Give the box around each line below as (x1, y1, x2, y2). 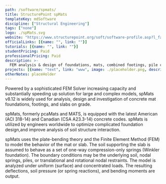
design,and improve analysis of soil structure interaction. (5, 126, 121, 132)
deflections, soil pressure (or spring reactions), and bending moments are (5, 168, 155, 174)
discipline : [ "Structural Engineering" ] (5, 21, 90, 26)
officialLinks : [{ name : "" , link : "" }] (5, 40, 87, 45)
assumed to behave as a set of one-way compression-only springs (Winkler (5, 147, 160, 153)
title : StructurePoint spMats (5, 12, 68, 17)
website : (5, 35, 23, 40)
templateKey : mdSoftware (5, 16, 56, 21)
